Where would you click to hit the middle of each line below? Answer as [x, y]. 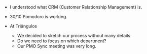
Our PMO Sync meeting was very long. [56, 46]
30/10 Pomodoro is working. [38, 16]
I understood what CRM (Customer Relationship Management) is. [76, 7]
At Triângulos [23, 26]
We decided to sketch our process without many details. [74, 36]
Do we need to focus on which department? [62, 41]
